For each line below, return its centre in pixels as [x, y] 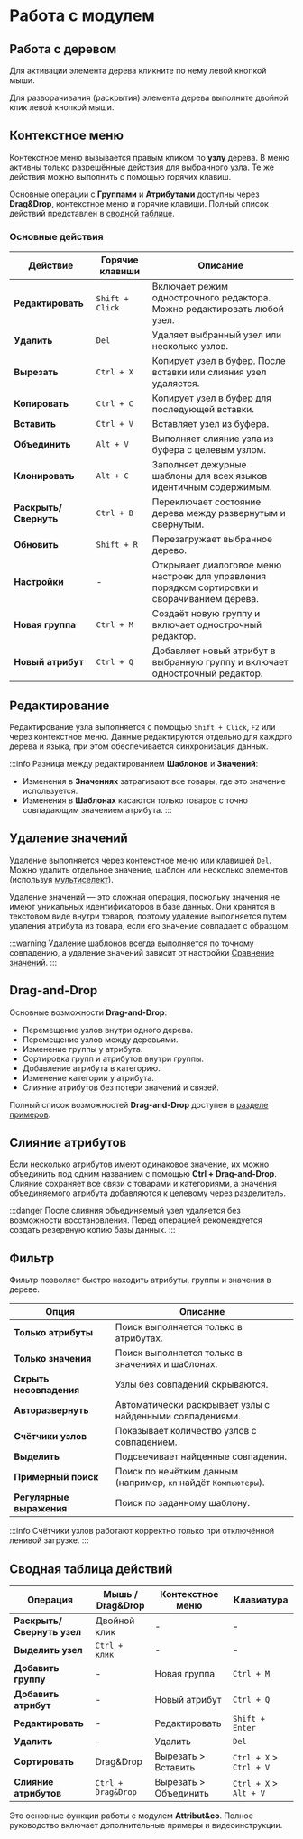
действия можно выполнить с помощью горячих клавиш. [120, 176]
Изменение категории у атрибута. [88, 1077]
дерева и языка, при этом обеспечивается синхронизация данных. [139, 746]
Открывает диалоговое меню [217, 565]
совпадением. [146, 1442]
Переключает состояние [207, 502]
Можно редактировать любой [218, 310]
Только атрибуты [53, 1333]
